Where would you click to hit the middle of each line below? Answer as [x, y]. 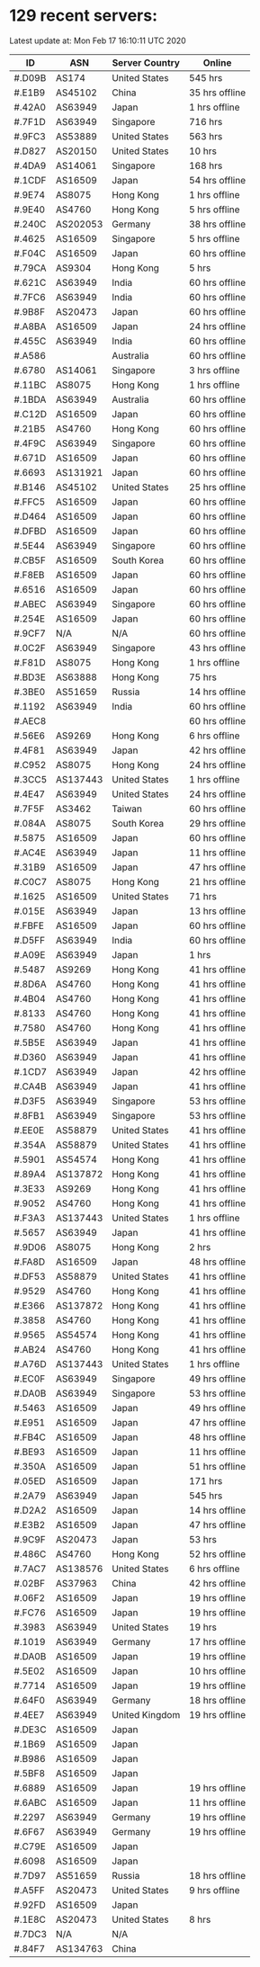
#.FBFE [29, 925]
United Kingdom [146, 1714]
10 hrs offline [217, 1671]
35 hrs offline [217, 93]
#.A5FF [29, 1890]
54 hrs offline [217, 180]
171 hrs [206, 1480]
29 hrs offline [217, 823]
